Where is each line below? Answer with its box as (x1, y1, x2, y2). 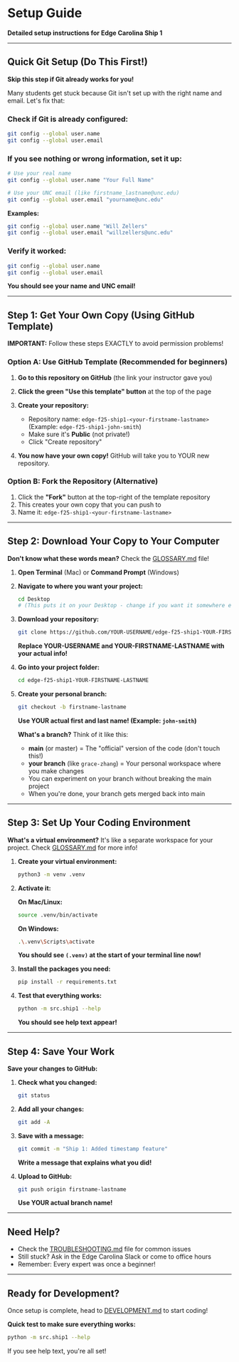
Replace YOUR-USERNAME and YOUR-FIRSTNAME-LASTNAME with (17, 641, 225, 650)
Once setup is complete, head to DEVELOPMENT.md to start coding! (7, 1306, 208, 1315)
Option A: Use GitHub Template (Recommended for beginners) (7, 357, 228, 367)
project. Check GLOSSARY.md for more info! (7, 843, 138, 852)
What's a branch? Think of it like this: (17, 730, 129, 738)
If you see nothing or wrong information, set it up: (7, 153, 183, 163)
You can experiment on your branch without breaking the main (28, 774, 212, 783)
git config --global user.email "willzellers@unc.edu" (7, 229, 174, 237)
